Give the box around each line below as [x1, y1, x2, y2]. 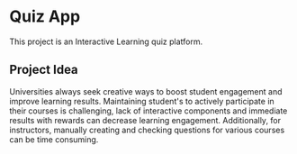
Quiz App [9, 6, 81, 27]
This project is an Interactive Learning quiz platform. [9, 36, 203, 47]
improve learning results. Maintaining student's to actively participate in [9, 95, 274, 106]
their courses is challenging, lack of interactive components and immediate [9, 105, 288, 116]
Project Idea [9, 62, 78, 77]
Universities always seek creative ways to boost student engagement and [9, 86, 283, 96]
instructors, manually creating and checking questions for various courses [9, 124, 285, 135]
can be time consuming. [9, 133, 99, 145]
